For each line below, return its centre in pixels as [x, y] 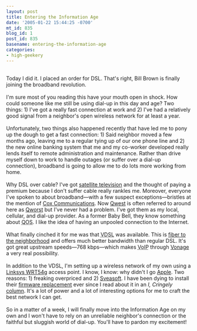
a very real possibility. [33, 253]
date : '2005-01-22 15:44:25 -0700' [50, 22]
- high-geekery [25, 55]
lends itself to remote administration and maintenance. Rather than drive [94, 153]
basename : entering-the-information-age [56, 45]
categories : [21, 50]
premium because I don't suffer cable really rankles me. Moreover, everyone [98, 190]
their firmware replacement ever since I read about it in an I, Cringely [89, 284]
